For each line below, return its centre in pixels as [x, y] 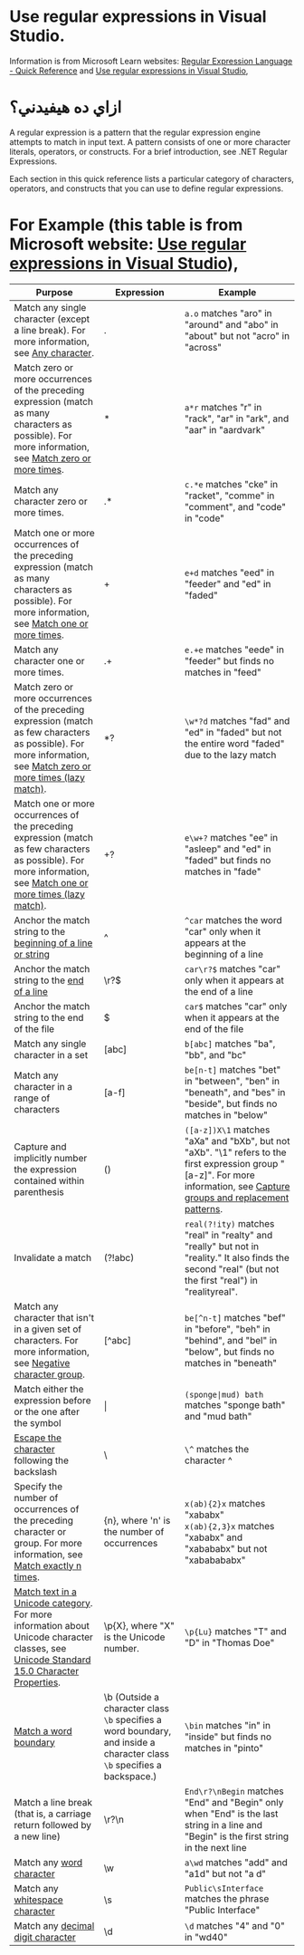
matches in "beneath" [231, 1363]
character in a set [51, 1055]
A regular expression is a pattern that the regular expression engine [135, 132]
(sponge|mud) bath [224, 1394]
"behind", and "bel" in [231, 1340]
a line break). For [50, 330]
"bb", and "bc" [215, 1055]
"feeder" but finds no [229, 660]
